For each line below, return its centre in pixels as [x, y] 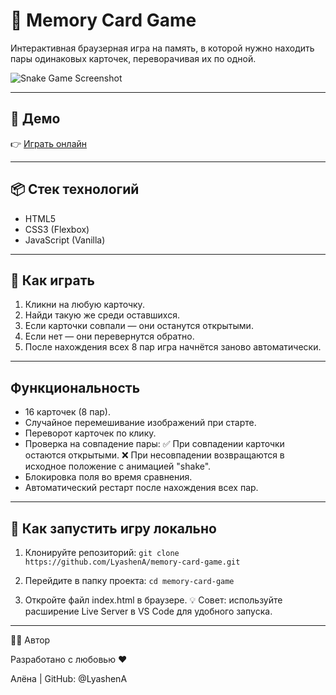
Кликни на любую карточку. [84, 305]
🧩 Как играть [52, 280]
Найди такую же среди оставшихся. [102, 315]
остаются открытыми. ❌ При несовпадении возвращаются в [154, 455]
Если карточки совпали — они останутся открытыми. [139, 326]
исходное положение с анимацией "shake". [118, 466]
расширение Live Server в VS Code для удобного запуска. [148, 611]
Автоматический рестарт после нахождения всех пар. [141, 488]
